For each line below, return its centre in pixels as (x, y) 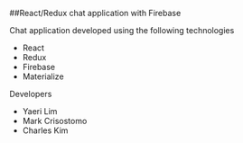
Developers (31, 94)
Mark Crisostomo (55, 121)
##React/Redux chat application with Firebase (95, 13)
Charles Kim (45, 130)
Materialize (43, 76)
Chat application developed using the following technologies (122, 30)
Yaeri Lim (40, 111)
